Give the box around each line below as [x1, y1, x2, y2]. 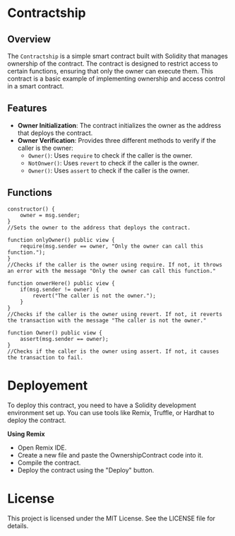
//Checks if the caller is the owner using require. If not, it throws [7, 261, 222, 268]
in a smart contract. [7, 82, 64, 90]
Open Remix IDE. [17, 443, 67, 452]
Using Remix [7, 429, 45, 438]
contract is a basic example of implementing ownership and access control [7, 74, 226, 83]
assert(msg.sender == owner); [20, 335, 109, 342]
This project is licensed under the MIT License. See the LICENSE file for [7, 514, 216, 523]
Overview [7, 33, 52, 45]
